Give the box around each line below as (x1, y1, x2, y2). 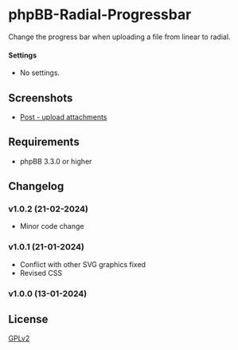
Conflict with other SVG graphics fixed (19, 259, 146, 269)
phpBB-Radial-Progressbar (8, 6, 192, 24)
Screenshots (8, 91, 73, 104)
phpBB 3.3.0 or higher (19, 156, 92, 166)
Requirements (8, 136, 80, 149)
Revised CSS (19, 268, 63, 277)
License (8, 313, 49, 326)
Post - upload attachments (19, 112, 107, 121)
